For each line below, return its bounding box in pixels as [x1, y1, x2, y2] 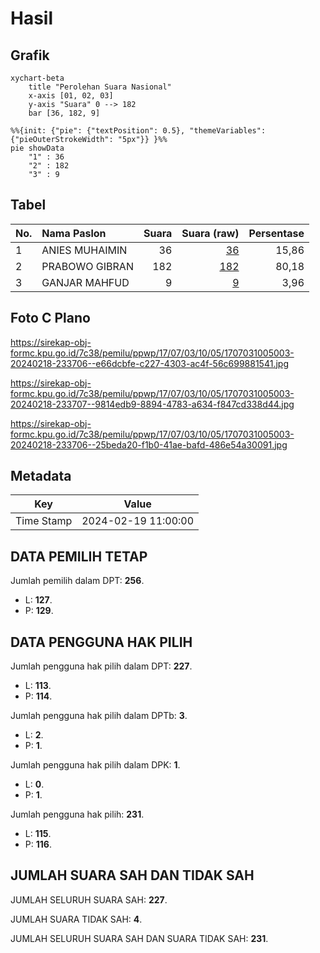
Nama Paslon [41, 226, 107, 240]
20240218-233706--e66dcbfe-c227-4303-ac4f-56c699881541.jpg [10, 357, 289, 369]
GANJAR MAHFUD [41, 275, 130, 289]
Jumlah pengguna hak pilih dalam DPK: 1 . [10, 759, 181, 771]
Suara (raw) [181, 226, 240, 240]
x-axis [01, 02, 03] [28, 91, 114, 101]
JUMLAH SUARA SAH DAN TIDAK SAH [10, 867, 255, 884]
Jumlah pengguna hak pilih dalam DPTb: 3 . [10, 710, 188, 722]
